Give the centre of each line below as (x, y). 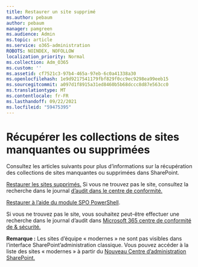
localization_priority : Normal (46, 57)
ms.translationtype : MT (36, 90)
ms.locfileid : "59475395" (39, 107)
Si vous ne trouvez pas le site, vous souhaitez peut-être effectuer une (93, 214)
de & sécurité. (24, 227)
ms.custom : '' (24, 68)
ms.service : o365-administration (48, 46)
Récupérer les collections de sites (93, 137)
